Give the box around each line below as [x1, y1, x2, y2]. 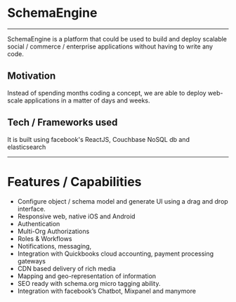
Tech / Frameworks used [7, 117, 118, 129]
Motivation [7, 70, 56, 82]
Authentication [17, 219, 60, 228]
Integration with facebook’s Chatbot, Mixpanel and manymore [17, 287, 197, 295]
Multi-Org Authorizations [17, 227, 90, 235]
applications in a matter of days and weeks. [24, 96, 150, 105]
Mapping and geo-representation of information [17, 272, 157, 280]
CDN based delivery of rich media [17, 264, 116, 273]
